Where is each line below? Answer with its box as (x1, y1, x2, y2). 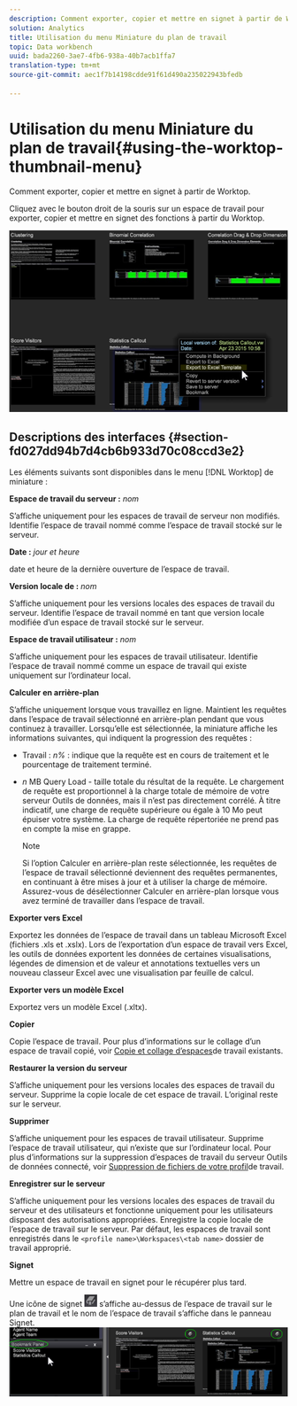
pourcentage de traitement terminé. (21, 759, 152, 770)
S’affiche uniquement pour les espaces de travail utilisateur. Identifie (9, 651, 258, 662)
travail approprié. (9, 1243, 72, 1253)
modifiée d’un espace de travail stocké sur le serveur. (9, 617, 204, 627)
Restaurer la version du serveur (9, 1063, 128, 1073)
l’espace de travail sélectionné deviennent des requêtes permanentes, (21, 867, 278, 877)
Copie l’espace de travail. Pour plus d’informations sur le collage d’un (9, 1037, 261, 1046)
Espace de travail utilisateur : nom (9, 634, 137, 644)
